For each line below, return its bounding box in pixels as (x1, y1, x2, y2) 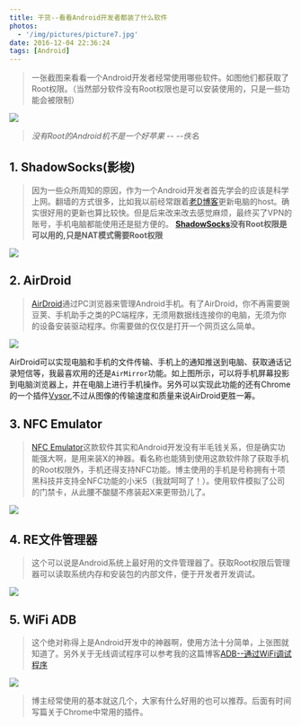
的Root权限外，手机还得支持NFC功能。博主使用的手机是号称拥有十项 (31, 464, 286, 475)
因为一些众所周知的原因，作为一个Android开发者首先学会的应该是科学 (31, 185, 289, 196)
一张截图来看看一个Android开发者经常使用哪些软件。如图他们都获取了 (31, 73, 289, 83)
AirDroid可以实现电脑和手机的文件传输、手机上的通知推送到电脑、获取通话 (9, 356, 285, 367)
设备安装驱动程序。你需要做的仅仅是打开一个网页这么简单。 (39, 320, 261, 331)
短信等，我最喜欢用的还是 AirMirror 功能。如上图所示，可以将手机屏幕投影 (16, 367, 290, 378)
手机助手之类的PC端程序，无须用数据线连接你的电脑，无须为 (55, 309, 279, 319)
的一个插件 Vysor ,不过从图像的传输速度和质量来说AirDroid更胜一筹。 (9, 389, 261, 400)
